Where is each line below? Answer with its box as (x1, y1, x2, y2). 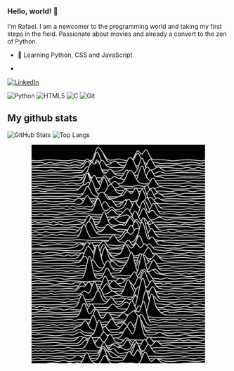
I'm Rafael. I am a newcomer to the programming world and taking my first (7, 22, 223, 31)
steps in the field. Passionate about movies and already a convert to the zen (7, 30, 227, 38)
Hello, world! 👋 (7, 6, 58, 16)
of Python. (7, 37, 38, 46)
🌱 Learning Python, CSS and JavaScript (17, 51, 133, 59)
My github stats (7, 112, 78, 124)
